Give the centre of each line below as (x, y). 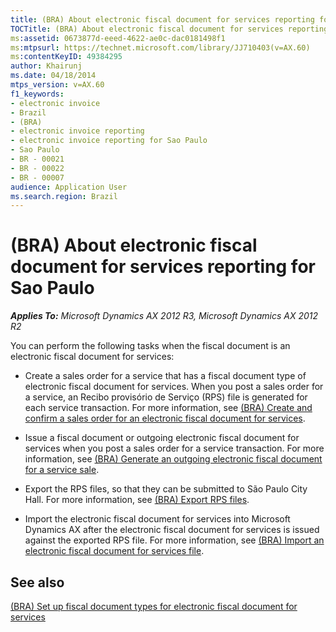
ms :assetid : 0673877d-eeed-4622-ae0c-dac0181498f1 (118, 38)
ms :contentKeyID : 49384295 (66, 57)
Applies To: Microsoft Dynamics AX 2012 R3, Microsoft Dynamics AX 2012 (164, 316)
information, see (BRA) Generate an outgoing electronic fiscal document (173, 459)
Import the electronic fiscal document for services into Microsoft (157, 519)
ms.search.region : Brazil (64, 196)
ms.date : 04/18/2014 (53, 76)
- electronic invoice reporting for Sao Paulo (109, 141)
